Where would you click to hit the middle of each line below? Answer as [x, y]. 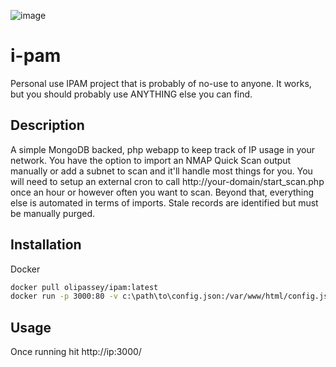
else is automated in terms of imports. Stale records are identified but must [164, 202]
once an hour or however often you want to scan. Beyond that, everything [162, 192]
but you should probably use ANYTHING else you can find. [131, 94]
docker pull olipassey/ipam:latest [84, 287]
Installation [46, 245]
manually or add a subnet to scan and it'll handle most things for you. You [161, 171]
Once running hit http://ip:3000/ [76, 352]
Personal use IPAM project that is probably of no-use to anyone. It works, [161, 83]
